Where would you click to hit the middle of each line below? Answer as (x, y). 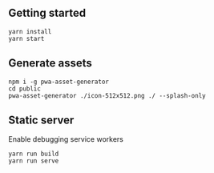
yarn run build (34, 154)
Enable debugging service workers (66, 139)
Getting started (47, 13)
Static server (41, 121)
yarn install (30, 31)
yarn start (26, 38)
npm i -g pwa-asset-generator (59, 82)
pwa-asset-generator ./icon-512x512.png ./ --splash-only (107, 95)
